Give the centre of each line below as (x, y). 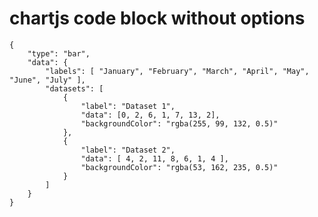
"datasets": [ (74, 88)
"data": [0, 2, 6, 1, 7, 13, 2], (150, 115)
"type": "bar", (59, 53)
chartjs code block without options (157, 18)
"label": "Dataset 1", (128, 106)
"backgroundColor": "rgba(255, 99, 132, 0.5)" (179, 123)
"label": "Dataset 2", (128, 150)
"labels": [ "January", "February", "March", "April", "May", (177, 71)
